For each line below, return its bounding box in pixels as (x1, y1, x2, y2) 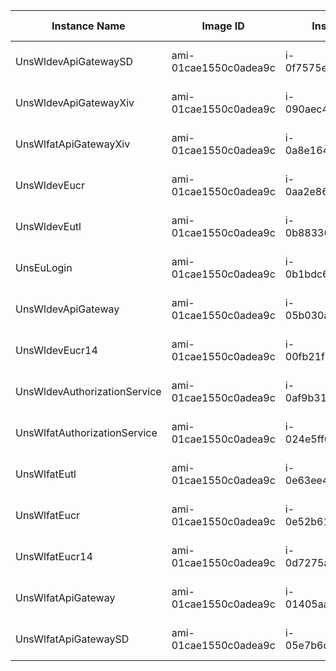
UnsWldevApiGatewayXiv (15, 96, 135, 109)
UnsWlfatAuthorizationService (15, 426, 158, 439)
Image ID (201, 19, 245, 33)
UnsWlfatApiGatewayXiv (15, 137, 131, 151)
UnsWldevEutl (15, 220, 82, 233)
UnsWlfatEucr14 (15, 550, 93, 563)
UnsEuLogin (15, 261, 73, 274)
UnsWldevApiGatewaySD (15, 55, 134, 68)
